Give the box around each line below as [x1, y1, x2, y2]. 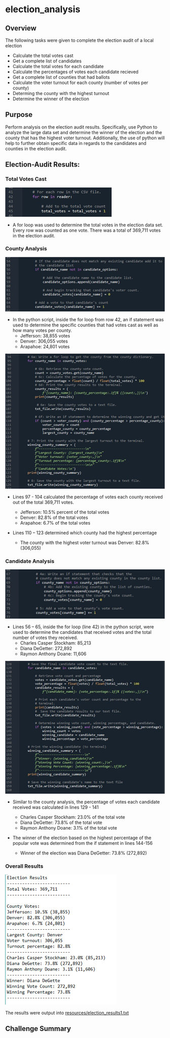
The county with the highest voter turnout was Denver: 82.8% [20, 539, 149, 545]
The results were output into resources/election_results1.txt [5, 1010, 129, 1016]
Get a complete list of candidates [12, 58, 82, 64]
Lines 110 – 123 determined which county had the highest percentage [12, 530, 157, 536]
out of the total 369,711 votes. [12, 499, 74, 505]
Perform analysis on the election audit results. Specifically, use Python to [5, 124, 158, 130]
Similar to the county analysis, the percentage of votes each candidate [12, 799, 160, 805]
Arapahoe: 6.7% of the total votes [20, 520, 91, 526]
